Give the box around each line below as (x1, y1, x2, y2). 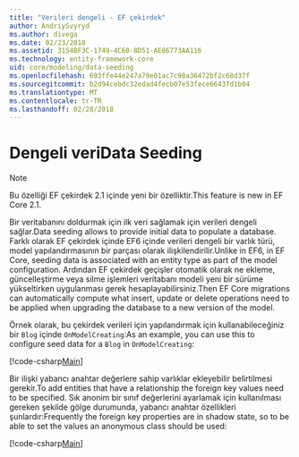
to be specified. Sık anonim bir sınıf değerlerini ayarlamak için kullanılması (9, 393, 282, 403)
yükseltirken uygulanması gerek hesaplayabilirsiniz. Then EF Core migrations (9, 284, 291, 294)
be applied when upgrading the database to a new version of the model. (9, 302, 276, 313)
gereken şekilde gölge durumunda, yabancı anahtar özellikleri (9, 402, 236, 412)
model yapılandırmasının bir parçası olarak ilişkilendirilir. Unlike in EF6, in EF (9, 245, 286, 256)
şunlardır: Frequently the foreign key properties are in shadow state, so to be (9, 411, 289, 422)
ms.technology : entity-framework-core (9, 55, 154, 63)
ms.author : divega (9, 30, 78, 38)
